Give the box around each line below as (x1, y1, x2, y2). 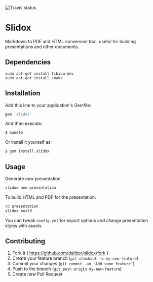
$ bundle (5, 130, 23, 135)
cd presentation (5, 204, 38, 209)
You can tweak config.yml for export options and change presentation (5, 217, 148, 223)
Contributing (5, 237, 45, 245)
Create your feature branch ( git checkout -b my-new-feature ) (12, 255, 139, 261)
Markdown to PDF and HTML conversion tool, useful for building (5, 38, 136, 44)
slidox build (5, 208, 32, 213)
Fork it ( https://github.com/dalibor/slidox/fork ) (12, 250, 109, 256)
